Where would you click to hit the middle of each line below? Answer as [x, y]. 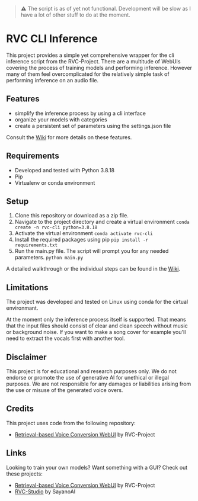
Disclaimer [26, 357]
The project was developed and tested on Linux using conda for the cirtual [97, 302]
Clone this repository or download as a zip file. [71, 216]
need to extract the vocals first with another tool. [66, 338]
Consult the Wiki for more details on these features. [69, 137]
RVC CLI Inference [52, 39]
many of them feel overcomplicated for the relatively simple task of [88, 74]
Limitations [27, 288]
